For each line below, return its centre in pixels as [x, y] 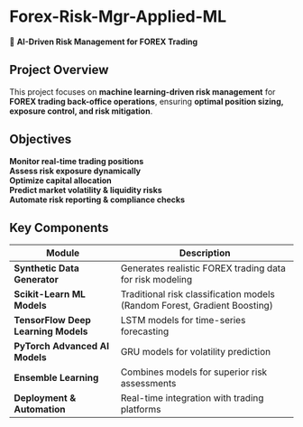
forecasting [145, 331]
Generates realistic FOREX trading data [203, 268]
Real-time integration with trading [192, 398]
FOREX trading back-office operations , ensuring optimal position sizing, [147, 101]
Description [205, 253]
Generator [36, 280]
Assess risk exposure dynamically [75, 171]
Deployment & [45, 398]
